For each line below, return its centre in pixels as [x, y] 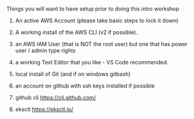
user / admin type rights [46, 50]
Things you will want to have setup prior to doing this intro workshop [93, 9]
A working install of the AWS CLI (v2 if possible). [76, 32]
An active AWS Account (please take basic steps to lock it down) [97, 20]
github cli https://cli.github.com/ [55, 97]
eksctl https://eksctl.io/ [44, 109]
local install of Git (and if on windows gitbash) [73, 74]
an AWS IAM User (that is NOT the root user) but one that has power [101, 44]
